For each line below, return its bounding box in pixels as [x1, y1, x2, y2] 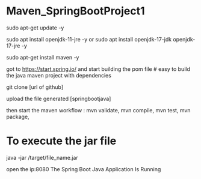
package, [6, 113, 29, 120]
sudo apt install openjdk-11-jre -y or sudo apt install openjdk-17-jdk [6, 35, 172, 43]
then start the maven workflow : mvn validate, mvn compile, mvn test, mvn [6, 106, 191, 114]
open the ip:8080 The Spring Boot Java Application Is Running [6, 165, 161, 172]
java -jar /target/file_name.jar [6, 154, 78, 161]
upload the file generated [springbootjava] [6, 95, 111, 102]
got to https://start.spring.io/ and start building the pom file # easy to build [6, 65, 191, 73]
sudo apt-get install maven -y [6, 53, 79, 61]
